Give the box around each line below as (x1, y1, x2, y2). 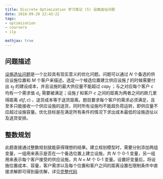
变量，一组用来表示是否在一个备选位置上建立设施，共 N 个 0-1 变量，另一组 (5, 150, 156, 156)
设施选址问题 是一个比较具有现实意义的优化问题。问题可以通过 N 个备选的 (5, 71, 151, 77)
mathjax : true (5, 38, 34, 44)
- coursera (5, 25, 27, 30)
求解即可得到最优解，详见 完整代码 (9, 169, 78, 175)
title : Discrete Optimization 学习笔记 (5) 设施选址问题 (5, 7, 115, 12)
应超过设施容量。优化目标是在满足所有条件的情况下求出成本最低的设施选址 (5, 109, 154, 115)
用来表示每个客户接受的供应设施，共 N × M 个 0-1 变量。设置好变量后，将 (5, 157, 152, 163)
